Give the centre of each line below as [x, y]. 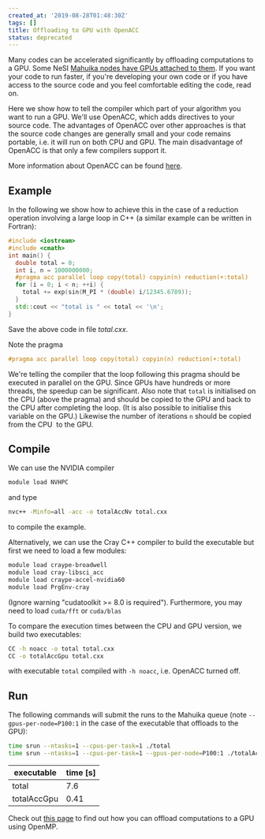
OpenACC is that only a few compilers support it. [88, 151]
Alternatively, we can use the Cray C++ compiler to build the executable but [131, 543]
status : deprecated [40, 37]
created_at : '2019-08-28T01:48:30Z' [68, 15]
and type [23, 498]
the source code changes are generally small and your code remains [119, 134]
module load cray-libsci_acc [56, 572]
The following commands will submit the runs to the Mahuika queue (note [127, 715]
